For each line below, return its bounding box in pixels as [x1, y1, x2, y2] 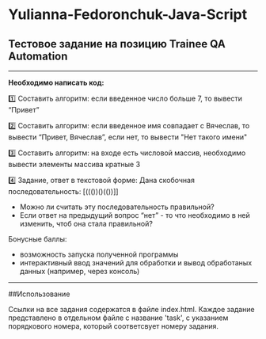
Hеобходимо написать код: [8, 78, 104, 87]
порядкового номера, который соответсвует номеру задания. [8, 322, 219, 330]
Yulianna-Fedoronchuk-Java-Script [8, 6, 248, 24]
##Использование [8, 289, 70, 299]
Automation [8, 49, 68, 63]
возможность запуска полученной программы [19, 249, 179, 259]
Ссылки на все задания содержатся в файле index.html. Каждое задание [8, 305, 255, 314]
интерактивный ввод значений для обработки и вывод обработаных [19, 258, 253, 267]
